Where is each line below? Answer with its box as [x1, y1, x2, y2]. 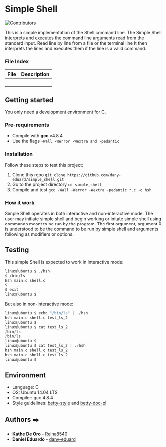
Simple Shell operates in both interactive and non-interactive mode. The [5, 210, 153, 216]
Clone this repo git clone [12, 171, 66, 178]
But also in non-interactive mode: [5, 301, 74, 307]
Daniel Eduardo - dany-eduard [12, 436, 76, 442]
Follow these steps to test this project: [5, 162, 83, 168]
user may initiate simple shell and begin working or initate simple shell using [5, 216, 161, 222]
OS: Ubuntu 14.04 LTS [12, 389, 58, 395]
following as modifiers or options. [5, 231, 74, 237]
